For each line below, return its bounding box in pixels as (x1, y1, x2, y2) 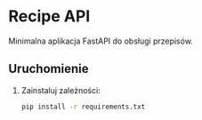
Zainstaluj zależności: (20, 84, 101, 95)
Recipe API (8, 6, 91, 27)
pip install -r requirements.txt (20, 102, 146, 111)
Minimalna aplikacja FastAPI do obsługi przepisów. (8, 36, 193, 46)
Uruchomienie (8, 61, 89, 76)
